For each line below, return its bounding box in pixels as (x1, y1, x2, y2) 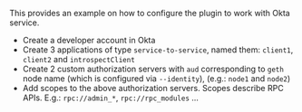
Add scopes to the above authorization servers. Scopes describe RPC (22, 83, 284, 93)
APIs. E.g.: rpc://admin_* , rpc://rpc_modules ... (22, 92, 200, 103)
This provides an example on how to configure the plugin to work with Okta (9, 8, 290, 18)
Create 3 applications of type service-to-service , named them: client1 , (22, 44, 294, 55)
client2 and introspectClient (22, 54, 136, 64)
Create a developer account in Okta (22, 35, 156, 45)
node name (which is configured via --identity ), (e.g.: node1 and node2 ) (22, 73, 291, 84)
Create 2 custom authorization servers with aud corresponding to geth (22, 63, 284, 74)
